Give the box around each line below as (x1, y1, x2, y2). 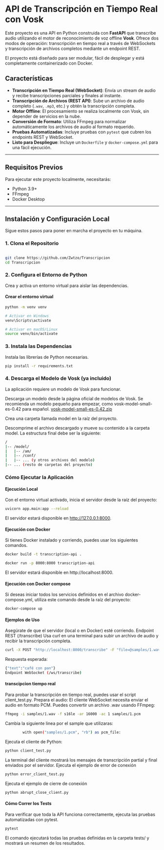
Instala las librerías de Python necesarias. (5, 354, 89, 360)
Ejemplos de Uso (5, 617, 40, 623)
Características (5, 74, 53, 83)
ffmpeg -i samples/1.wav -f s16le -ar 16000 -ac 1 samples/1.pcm (5, 712, 141, 717)
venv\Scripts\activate (5, 318, 51, 323)
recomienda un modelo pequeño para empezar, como (5, 401, 113, 407)
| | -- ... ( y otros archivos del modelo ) (5, 458, 95, 463)
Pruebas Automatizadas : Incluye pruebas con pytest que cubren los (12, 129, 151, 135)
